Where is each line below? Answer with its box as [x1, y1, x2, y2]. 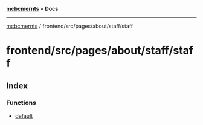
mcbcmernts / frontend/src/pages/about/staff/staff [6, 22, 134, 30]
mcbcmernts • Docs [6, 5, 59, 12]
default [14, 112, 33, 120]
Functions [6, 98, 36, 107]
